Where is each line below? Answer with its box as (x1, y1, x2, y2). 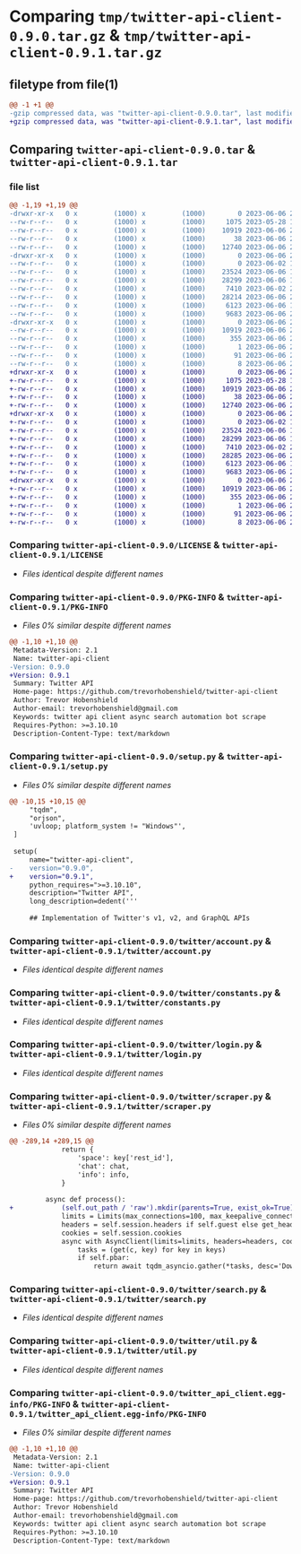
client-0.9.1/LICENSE (9, 550, 104, 560)
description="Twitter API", (29, 889, 134, 898)
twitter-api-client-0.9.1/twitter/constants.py (9, 998, 221, 1008)
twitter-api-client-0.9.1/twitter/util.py (9, 1346, 197, 1356)
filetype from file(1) (9, 76, 119, 91)
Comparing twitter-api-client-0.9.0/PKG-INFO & (9, 590, 225, 603)
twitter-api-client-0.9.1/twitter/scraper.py (9, 1101, 212, 1111)
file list (9, 180, 40, 193)
